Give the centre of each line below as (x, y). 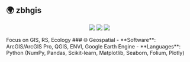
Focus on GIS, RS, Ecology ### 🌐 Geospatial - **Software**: (81, 40)
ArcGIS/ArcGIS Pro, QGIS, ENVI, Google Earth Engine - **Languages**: (94, 46)
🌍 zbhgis (24, 10)
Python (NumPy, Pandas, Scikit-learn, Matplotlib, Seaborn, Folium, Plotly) (95, 53)
